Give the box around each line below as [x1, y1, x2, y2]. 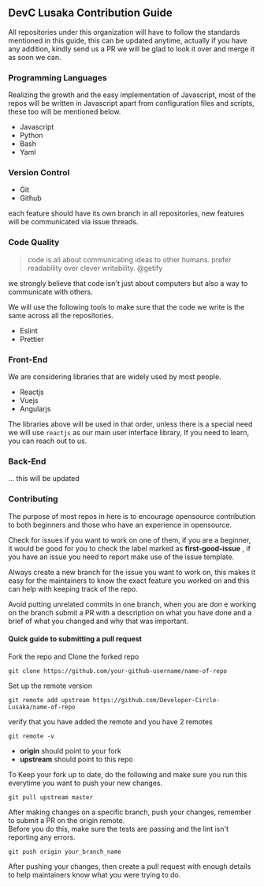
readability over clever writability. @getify [27, 263, 163, 272]
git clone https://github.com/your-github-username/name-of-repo [8, 667, 227, 675]
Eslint [19, 325, 38, 335]
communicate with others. [8, 287, 93, 296]
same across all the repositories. [8, 310, 114, 320]
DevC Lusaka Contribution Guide [8, 6, 173, 20]
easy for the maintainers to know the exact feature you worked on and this [8, 576, 250, 585]
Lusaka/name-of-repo [8, 703, 76, 711]
